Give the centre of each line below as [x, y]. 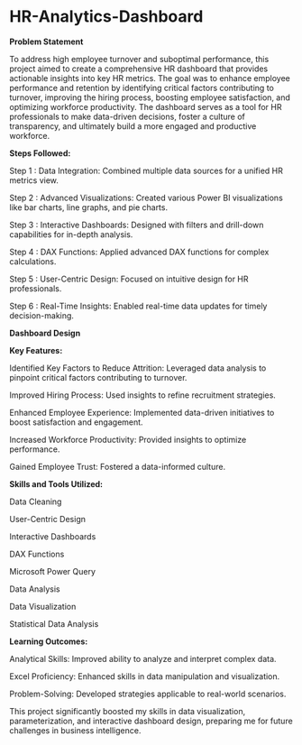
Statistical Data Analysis [54, 623]
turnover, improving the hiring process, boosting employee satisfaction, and [150, 97]
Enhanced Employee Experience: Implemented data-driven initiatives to [142, 412]
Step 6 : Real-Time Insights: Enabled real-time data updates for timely [138, 306]
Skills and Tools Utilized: [56, 483]
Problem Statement [46, 41]
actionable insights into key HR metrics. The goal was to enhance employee [150, 78]
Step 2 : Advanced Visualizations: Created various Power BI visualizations [146, 198]
